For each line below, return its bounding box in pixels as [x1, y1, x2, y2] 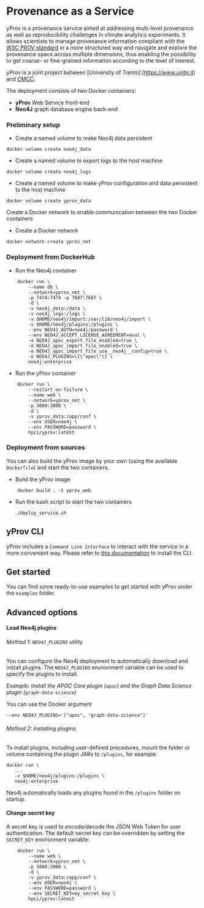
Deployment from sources [6, 443, 85, 452]
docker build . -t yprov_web [17, 487, 91, 493]
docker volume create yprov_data [6, 198, 91, 204]
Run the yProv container [15, 369, 76, 377]
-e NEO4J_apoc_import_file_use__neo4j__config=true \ [28, 348, 167, 354]
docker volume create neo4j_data [6, 147, 91, 153]
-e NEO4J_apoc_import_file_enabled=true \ [28, 343, 138, 349]
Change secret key [6, 809, 55, 816]
